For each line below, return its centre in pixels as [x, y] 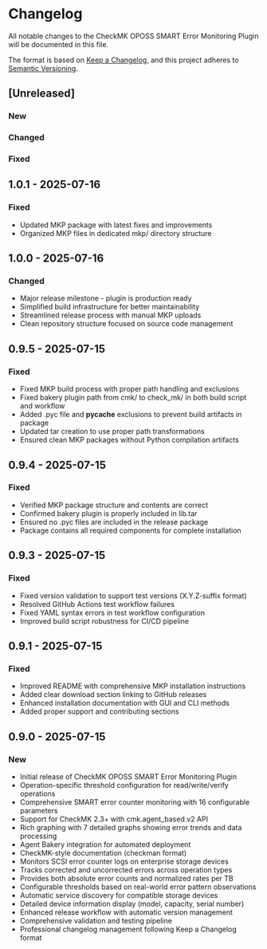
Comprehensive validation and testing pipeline [96, 920]
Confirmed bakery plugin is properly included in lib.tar [108, 513]
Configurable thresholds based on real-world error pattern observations [138, 887]
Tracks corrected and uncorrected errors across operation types [126, 869]
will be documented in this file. [59, 44]
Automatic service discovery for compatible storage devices [119, 895]
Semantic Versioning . [43, 68]
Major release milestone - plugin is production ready [106, 298]
